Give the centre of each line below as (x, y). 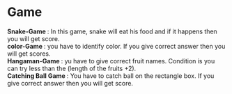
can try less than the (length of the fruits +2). (72, 68)
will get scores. (29, 54)
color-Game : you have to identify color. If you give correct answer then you (116, 46)
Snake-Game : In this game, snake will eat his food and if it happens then (112, 31)
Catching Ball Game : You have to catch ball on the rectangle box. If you (111, 76)
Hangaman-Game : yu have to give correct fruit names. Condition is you (111, 61)
